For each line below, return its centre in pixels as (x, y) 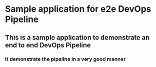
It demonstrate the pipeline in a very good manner (65, 59)
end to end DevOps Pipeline (48, 45)
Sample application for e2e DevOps (78, 9)
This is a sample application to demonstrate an (78, 37)
